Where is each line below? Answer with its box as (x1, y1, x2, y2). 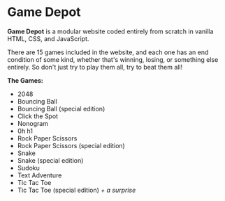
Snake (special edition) (17, 156, 84, 164)
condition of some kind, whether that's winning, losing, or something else (7, 55, 219, 63)
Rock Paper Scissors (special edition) (17, 141, 126, 150)
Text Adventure (17, 171, 62, 179)
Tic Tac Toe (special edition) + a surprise (17, 186, 136, 194)
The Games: (7, 76, 43, 84)
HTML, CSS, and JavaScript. (7, 34, 89, 42)
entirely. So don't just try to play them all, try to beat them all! (7, 63, 183, 71)
